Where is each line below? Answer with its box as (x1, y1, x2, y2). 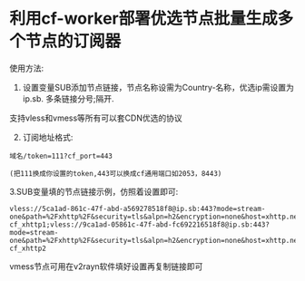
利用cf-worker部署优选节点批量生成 (9, 8, 279, 29)
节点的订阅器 (25, 31, 122, 52)
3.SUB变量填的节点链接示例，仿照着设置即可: (9, 186, 179, 197)
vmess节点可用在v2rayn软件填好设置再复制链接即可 (9, 260, 203, 272)
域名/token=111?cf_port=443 (9, 151, 113, 160)
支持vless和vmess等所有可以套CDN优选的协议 (9, 112, 183, 123)
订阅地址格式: (22, 131, 74, 142)
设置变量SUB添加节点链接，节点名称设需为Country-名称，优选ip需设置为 (22, 82, 295, 92)
